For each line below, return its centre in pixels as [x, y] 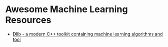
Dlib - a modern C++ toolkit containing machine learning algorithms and [88, 34]
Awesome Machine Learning [67, 9]
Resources [28, 20]
